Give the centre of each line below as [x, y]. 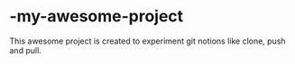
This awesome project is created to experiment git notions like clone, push [147, 41]
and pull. [26, 50]
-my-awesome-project [97, 16]
